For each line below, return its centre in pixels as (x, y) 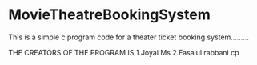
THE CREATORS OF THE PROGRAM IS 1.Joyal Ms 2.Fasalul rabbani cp (124, 52)
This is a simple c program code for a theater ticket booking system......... (129, 37)
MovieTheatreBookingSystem (109, 15)
